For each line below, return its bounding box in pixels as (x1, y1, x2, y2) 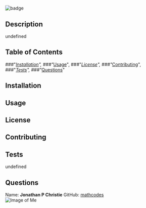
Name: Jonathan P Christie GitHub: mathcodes (5, 192, 104, 197)
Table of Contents (5, 48, 63, 57)
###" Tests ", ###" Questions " (5, 66, 65, 73)
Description (5, 20, 43, 28)
